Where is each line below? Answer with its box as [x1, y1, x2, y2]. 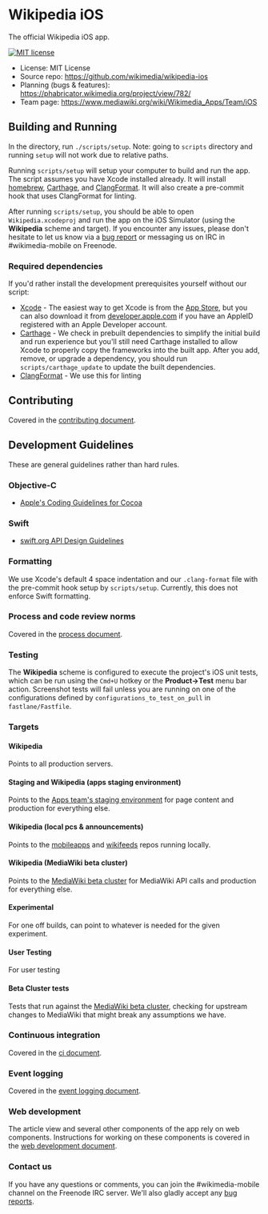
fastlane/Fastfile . [8, 702, 72, 711]
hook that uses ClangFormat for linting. [8, 190, 137, 201]
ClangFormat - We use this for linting [19, 371, 142, 381]
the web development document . [8, 1141, 118, 1151]
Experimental [8, 903, 54, 912]
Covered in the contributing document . [8, 415, 136, 425]
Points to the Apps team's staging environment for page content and [8, 795, 234, 805]
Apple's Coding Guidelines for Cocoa [19, 498, 142, 507]
